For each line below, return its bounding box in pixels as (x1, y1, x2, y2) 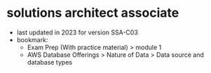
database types (27, 58, 73, 66)
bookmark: (16, 35, 48, 44)
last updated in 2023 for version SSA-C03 (16, 28, 138, 36)
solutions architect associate (6, 5, 179, 21)
